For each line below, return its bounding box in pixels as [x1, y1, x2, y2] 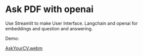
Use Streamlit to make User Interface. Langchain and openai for [5, 20, 138, 26]
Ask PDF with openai [5, 4, 94, 15]
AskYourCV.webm [5, 45, 43, 51]
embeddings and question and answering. [5, 25, 93, 31]
